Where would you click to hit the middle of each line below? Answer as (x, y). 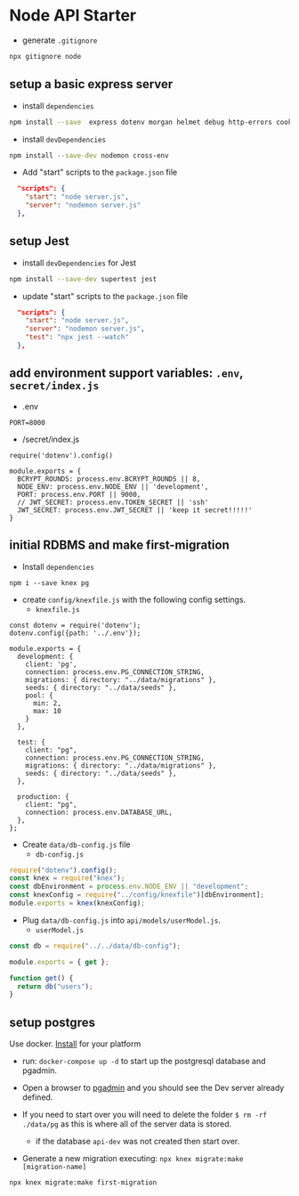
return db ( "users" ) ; (55, 986)
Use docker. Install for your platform (75, 1044)
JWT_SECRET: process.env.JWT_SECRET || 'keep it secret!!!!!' (135, 510)
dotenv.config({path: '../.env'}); (75, 633)
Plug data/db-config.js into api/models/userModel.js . (121, 920)
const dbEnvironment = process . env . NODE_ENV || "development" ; (129, 887)
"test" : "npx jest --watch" (77, 338)
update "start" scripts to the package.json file (105, 296)
